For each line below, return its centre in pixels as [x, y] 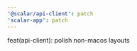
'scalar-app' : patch [38, 20]
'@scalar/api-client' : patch [50, 14]
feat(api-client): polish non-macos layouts [68, 40]
